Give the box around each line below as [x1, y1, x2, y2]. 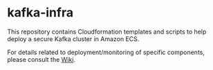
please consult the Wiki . [7, 55, 76, 63]
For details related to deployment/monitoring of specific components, [7, 48, 205, 56]
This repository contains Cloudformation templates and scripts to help [7, 27, 207, 36]
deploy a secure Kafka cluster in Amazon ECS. [7, 34, 140, 43]
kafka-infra [7, 5, 74, 21]
